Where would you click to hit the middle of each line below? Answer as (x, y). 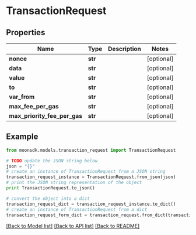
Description (124, 49)
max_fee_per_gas (34, 106)
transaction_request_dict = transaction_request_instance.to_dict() (91, 204)
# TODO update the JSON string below (52, 161)
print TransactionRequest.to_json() (50, 188)
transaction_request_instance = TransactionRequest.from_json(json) (91, 177)
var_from (22, 97)
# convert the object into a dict (48, 198)
